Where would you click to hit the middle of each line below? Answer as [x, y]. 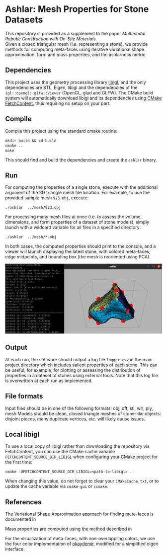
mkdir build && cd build [31, 141]
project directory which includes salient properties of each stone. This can [81, 365]
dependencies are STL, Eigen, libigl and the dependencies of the [71, 87]
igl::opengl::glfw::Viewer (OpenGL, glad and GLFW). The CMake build [79, 92]
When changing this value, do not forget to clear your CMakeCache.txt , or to [82, 481]
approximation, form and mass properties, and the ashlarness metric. [76, 54]
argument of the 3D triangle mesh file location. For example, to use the [78, 193]
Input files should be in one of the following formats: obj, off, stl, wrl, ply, [79, 408]
